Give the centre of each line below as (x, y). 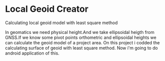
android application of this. (32, 53)
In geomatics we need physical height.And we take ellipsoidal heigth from (80, 32)
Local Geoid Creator (47, 9)
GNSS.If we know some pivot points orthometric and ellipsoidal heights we (81, 37)
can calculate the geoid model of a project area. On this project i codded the (82, 42)
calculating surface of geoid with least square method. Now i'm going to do (82, 48)
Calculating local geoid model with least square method (62, 23)
